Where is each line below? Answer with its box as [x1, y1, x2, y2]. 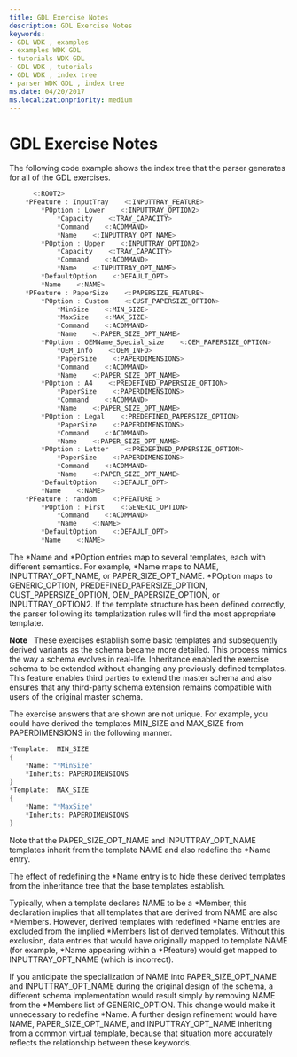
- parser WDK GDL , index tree [9, 79, 125, 88]
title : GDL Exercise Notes [9, 12, 109, 22]
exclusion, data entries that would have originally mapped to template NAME [9, 935, 288, 945]
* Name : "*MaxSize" [25, 803, 93, 811]
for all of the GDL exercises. [9, 172, 111, 183]
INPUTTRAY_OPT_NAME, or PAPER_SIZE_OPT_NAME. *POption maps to [9, 570, 273, 581]
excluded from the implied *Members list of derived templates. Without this [9, 926, 285, 936]
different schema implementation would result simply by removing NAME [9, 990, 276, 1000]
